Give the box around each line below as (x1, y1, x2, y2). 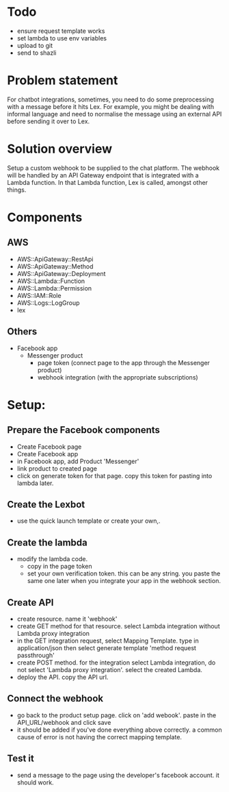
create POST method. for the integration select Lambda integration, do (16, 658, 216, 667)
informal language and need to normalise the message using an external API (7, 110, 222, 118)
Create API (7, 597, 54, 608)
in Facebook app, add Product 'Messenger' (16, 457, 139, 465)
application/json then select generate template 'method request (16, 644, 197, 652)
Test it (7, 753, 34, 765)
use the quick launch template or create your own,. (16, 517, 161, 525)
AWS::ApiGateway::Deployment (16, 269, 106, 277)
